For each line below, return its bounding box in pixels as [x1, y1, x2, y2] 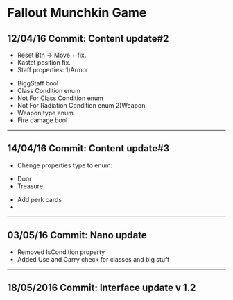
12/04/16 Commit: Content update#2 [7, 33, 169, 44]
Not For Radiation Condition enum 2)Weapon [17, 101, 146, 109]
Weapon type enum [17, 109, 74, 117]
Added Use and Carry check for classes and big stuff [17, 255, 170, 263]
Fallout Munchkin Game [7, 5, 147, 21]
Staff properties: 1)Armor [17, 66, 89, 74]
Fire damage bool [17, 116, 68, 124]
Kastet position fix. [17, 58, 71, 67]
